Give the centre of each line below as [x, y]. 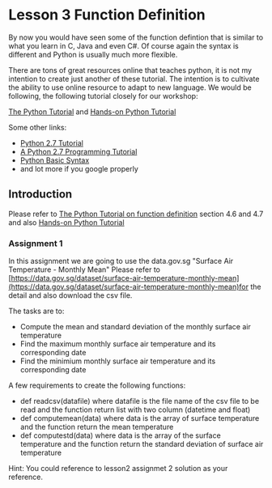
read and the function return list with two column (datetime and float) [135, 409]
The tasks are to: [36, 311]
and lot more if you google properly [79, 168]
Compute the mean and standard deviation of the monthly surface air [135, 327]
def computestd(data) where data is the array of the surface [120, 435]
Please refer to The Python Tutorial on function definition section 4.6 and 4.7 [136, 214]
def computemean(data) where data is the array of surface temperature [140, 418]
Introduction [40, 195]
